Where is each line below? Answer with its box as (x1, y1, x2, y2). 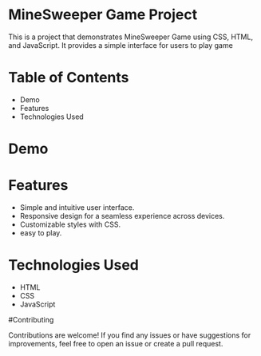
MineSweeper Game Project (8, 6, 198, 24)
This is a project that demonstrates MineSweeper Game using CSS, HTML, (8, 32, 254, 42)
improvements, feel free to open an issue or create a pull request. (8, 338, 223, 348)
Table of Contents (8, 69, 129, 87)
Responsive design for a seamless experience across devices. (19, 212, 225, 220)
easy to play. (19, 228, 62, 237)
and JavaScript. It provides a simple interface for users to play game (8, 40, 233, 49)
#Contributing (8, 314, 54, 324)
